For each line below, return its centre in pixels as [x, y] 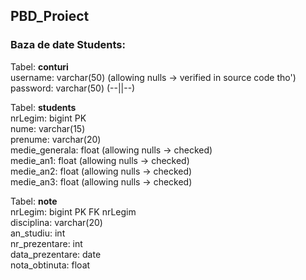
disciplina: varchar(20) [56, 222]
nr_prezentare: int [46, 243]
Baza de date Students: [68, 45]
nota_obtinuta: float [50, 265]
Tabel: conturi [39, 66]
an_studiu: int [38, 233]
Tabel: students [43, 107]
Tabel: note [34, 201]
